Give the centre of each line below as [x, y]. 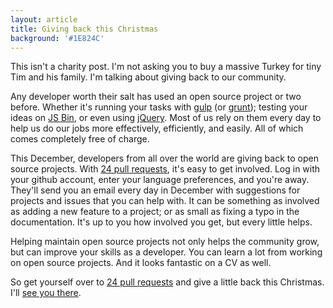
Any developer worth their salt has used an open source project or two [156, 97]
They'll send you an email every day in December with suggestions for [155, 190]
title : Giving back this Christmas [84, 29]
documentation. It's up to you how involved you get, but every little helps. [161, 222]
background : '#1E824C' [57, 38]
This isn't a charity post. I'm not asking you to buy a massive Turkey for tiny [166, 67]
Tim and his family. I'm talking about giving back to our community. [148, 77]
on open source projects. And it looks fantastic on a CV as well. [141, 263]
